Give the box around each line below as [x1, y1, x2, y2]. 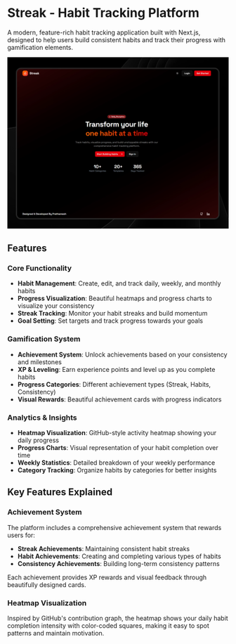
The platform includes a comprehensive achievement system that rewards [7, 523, 222, 532]
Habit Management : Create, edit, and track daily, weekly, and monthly [17, 279, 221, 288]
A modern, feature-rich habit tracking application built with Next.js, [7, 28, 201, 37]
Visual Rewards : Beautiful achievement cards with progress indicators [17, 395, 222, 404]
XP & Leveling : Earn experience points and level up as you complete [17, 365, 216, 373]
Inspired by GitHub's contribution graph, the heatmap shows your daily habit [7, 614, 228, 623]
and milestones [17, 357, 62, 366]
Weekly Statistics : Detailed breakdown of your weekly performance [17, 458, 216, 467]
